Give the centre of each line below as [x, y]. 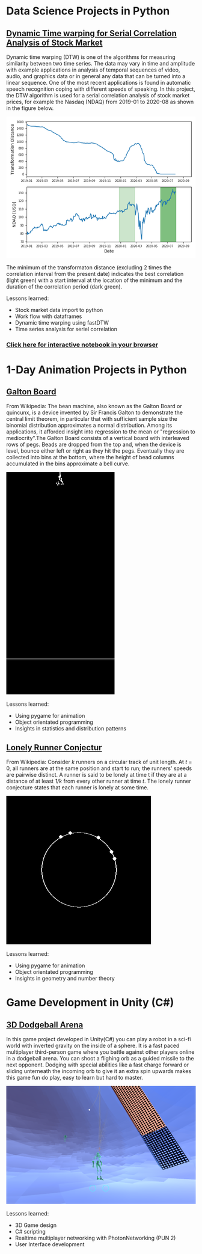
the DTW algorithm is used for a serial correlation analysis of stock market [98, 95]
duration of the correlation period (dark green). [64, 287]
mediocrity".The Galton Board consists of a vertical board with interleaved [98, 438]
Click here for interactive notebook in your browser [82, 345]
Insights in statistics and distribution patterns [71, 729]
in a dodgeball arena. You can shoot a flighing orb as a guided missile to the [100, 1059]
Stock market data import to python [59, 310]
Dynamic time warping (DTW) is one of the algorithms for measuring [91, 57]
